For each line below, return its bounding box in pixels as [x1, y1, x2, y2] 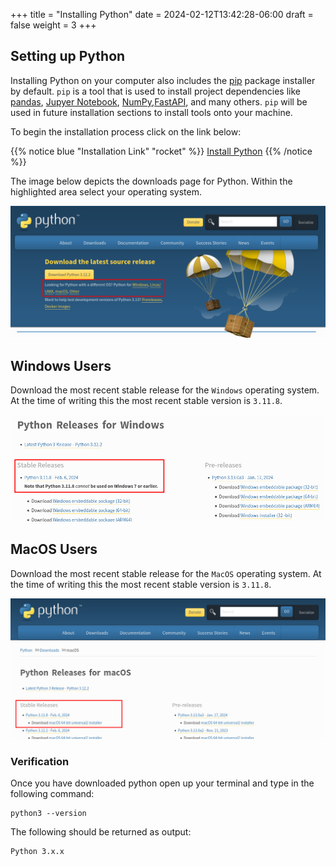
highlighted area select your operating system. [10, 185, 202, 198]
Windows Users [10, 357, 112, 374]
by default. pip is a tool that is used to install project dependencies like [10, 85, 301, 97]
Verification [10, 754, 70, 768]
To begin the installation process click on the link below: [10, 125, 242, 138]
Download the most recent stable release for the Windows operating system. [10, 384, 320, 396]
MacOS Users [10, 541, 98, 558]
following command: [10, 788, 95, 799]
